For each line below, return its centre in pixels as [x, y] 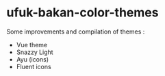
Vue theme [32, 45]
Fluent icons [34, 66]
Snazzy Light [35, 52]
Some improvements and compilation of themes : [76, 31]
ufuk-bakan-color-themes [82, 13]
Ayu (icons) [33, 59]
